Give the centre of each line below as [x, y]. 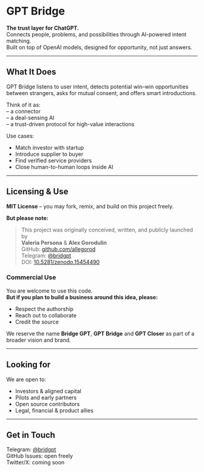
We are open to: [26, 379]
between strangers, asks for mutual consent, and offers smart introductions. [102, 93]
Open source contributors [47, 404]
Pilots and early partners [46, 397]
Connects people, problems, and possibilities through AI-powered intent [97, 34]
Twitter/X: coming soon [36, 462]
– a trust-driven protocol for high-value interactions [70, 124]
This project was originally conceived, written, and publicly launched [107, 230]
